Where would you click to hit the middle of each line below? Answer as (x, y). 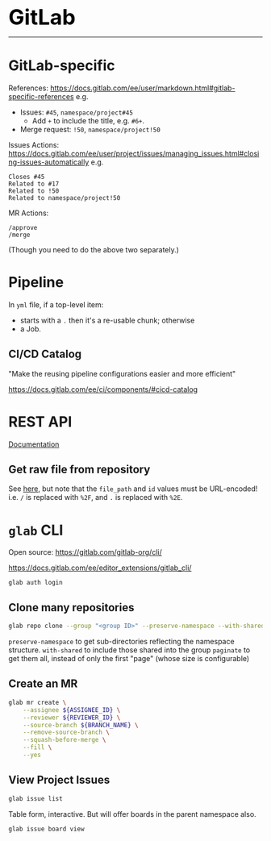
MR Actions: (29, 213)
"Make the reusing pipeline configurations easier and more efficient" (122, 373)
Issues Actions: (34, 144)
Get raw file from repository (79, 470)
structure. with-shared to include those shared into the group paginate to (129, 650)
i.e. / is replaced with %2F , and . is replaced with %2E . (96, 498)
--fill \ (38, 747)
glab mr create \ (38, 702)
